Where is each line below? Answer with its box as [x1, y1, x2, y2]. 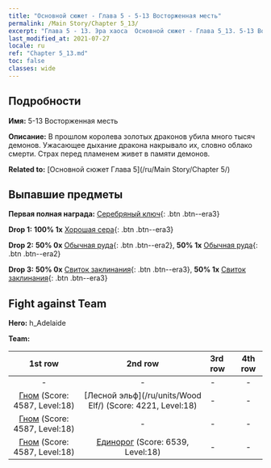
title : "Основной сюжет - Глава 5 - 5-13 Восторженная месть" [8, 11, 222, 20]
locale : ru [8, 42, 45, 50]
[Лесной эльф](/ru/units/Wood [83, 390, 202, 401]
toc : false [8, 57, 45, 65]
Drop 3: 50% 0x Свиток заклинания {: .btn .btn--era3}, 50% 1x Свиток [8, 264, 246, 275]
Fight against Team [8, 297, 107, 310]
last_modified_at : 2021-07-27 [8, 34, 110, 43]
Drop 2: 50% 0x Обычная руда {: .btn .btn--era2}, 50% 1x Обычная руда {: [8, 240, 258, 251]
